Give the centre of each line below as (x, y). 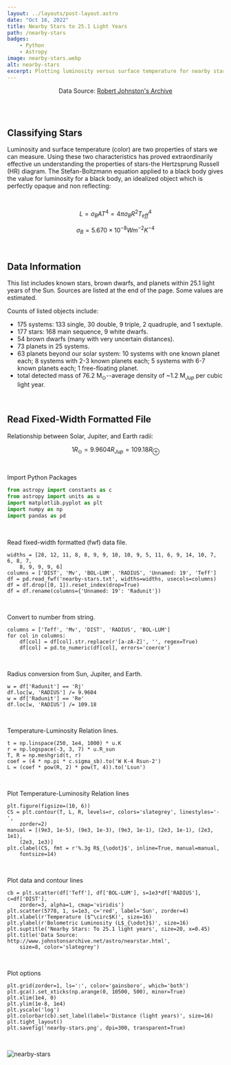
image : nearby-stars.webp (44, 58)
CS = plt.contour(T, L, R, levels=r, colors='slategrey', (92, 812)
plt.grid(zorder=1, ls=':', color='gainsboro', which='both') (98, 986)
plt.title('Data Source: (43, 935)
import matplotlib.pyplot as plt (55, 503)
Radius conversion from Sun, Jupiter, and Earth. (75, 674)
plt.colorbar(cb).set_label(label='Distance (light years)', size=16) (110, 1015)
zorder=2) (34, 824)
